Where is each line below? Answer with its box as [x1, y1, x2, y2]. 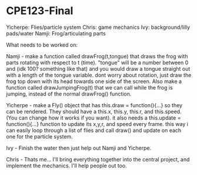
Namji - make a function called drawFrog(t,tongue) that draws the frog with [6, 52, 188, 60]
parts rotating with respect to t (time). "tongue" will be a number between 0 [6, 59, 189, 66]
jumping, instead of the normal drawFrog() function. [6, 90, 132, 97]
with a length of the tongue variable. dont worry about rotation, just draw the [6, 71, 192, 78]
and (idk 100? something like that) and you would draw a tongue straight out [6, 65, 191, 72]
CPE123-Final [6, 4, 74, 18]
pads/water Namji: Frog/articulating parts [6, 29, 106, 37]
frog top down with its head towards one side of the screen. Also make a [6, 78, 182, 85]
